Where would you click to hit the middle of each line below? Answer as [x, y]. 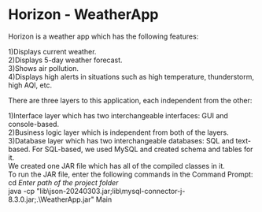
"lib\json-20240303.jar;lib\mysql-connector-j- [111, 191]
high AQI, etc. [30, 85]
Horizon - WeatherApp [83, 15]
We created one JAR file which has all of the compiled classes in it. [117, 166]
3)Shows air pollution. [44, 68]
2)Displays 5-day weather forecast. [66, 60]
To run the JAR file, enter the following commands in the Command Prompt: [131, 174]
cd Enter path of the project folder [63, 182]
